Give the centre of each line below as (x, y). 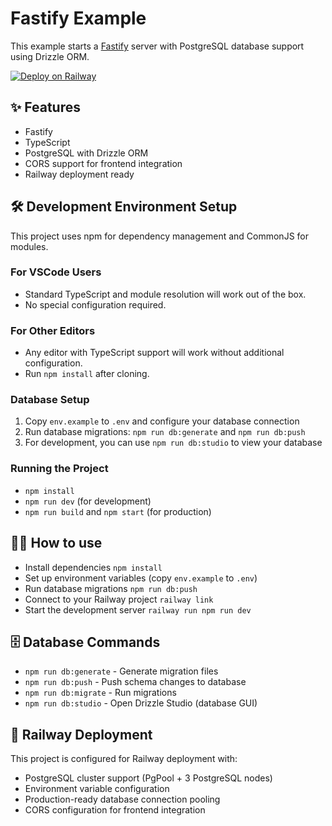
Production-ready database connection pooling (122, 799)
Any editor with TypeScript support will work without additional (154, 353)
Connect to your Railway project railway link (119, 599)
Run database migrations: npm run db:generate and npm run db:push (165, 432)
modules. (29, 246)
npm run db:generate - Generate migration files (121, 671)
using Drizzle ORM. (50, 56)
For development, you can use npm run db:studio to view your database (173, 443)
